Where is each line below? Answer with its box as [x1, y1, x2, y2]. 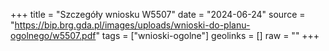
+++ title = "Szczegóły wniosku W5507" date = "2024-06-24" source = [10, 9, 306, 20]
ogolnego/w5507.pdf [10, 30, 97, 41]
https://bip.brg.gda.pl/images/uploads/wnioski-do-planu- [14, 19, 251, 31]
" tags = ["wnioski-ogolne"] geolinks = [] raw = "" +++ [95, 30, 320, 41]
